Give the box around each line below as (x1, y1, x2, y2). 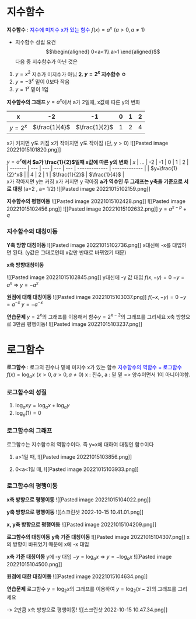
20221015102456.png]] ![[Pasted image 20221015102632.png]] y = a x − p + (6, 204, 187, 212)
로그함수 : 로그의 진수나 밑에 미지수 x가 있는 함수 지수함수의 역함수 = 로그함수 (6, 364, 183, 371)
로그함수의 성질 (6, 388, 47, 396)
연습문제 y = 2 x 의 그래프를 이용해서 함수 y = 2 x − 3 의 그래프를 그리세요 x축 (6, 312, 175, 321)
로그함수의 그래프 (6, 427, 52, 435)
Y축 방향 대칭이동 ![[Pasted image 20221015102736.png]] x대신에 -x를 (6, 242, 171, 249)
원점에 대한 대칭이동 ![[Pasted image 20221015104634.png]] (6, 573, 148, 580)
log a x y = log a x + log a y (15, 402, 70, 410)
